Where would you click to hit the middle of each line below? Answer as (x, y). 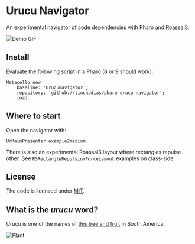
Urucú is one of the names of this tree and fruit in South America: (86, 224)
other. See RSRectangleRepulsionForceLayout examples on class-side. (91, 158)
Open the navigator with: (36, 130)
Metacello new (24, 82)
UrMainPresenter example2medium (46, 141)
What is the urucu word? (52, 209)
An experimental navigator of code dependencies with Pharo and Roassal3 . (98, 27)
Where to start (33, 116)
